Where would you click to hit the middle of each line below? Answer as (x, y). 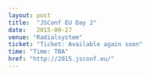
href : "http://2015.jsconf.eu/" (61, 59)
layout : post (30, 15)
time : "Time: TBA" (38, 52)
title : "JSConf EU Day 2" (52, 23)
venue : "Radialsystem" (45, 37)
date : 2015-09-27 (40, 30)
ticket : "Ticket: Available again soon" (76, 45)
